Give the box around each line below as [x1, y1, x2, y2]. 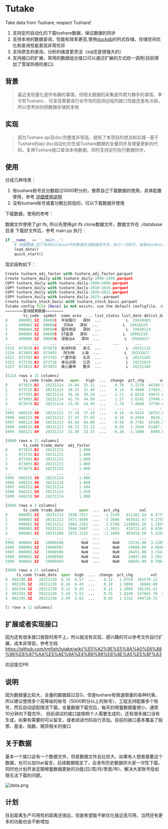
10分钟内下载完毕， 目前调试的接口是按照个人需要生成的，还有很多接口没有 [5, 711, 160, 716]
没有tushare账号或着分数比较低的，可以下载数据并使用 [12, 200, 125, 206]
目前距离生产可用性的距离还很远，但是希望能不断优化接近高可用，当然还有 [5, 812, 158, 818]
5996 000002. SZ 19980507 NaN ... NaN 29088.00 [5, 545, 146, 550]
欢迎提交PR [5, 661, 28, 668]
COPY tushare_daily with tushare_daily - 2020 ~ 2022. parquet [5, 290, 128, 295]
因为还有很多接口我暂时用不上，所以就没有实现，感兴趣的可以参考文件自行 [5, 634, 158, 640]
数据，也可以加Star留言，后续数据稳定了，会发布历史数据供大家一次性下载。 [5, 759, 162, 765]
